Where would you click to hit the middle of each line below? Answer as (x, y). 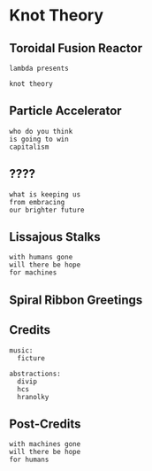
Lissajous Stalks (55, 237)
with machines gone (45, 444)
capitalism (29, 147)
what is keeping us (45, 194)
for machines (33, 273)
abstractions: (35, 374)
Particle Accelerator (65, 111)
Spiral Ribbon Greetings (76, 300)
